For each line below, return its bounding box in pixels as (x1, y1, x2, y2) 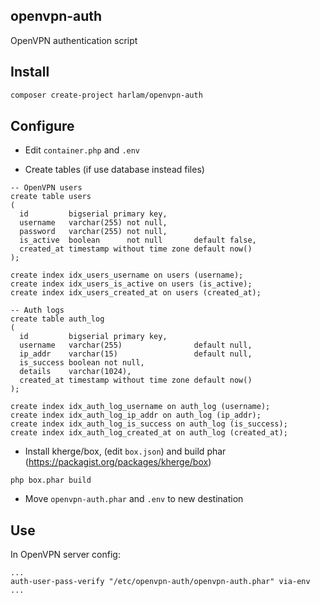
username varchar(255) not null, (19, 218, 168, 228)
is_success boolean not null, (19, 358, 145, 368)
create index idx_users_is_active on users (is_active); (10, 279, 253, 289)
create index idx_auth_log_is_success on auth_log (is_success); (10, 419, 288, 429)
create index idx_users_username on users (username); (10, 270, 244, 281)
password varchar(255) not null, (19, 227, 168, 237)
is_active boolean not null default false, (19, 235, 257, 246)
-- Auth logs (10, 305, 65, 316)
